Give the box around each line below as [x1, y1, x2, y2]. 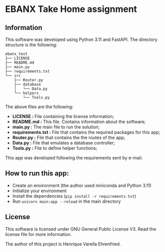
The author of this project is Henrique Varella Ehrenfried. [5, 241, 121, 247]
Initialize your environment [12, 188, 67, 194]
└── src [5, 73, 21, 78]
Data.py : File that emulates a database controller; [12, 140, 115, 145]
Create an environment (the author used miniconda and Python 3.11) [12, 182, 152, 188]
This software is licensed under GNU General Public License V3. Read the [5, 226, 157, 232]
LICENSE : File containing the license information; [12, 114, 114, 119]
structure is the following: [5, 42, 58, 48]
